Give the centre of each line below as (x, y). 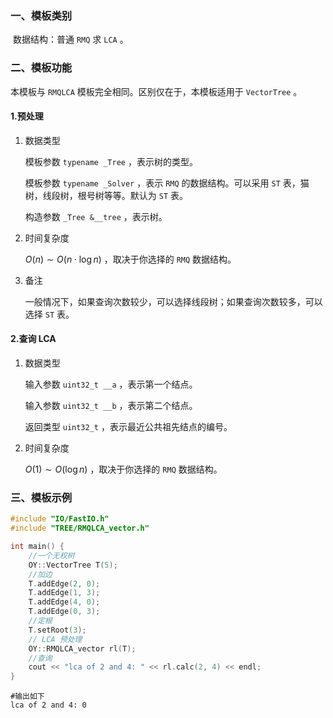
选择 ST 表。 (49, 314)
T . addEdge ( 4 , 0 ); (64, 602)
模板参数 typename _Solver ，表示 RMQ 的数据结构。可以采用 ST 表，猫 (167, 183)
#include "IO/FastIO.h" (60, 519)
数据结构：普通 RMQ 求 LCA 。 (70, 39)
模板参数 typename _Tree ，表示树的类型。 (111, 161)
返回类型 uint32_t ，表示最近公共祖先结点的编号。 (128, 426)
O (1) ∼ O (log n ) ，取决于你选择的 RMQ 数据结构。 (123, 469)
